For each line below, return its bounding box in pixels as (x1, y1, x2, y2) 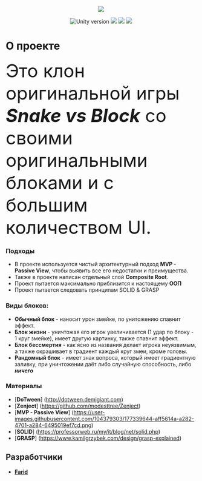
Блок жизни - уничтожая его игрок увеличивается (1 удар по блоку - (14, 328, 194, 335)
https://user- (73, 408, 105, 415)
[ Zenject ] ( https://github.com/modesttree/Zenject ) (14, 402, 141, 409)
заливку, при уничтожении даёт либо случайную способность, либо (14, 360, 192, 368)
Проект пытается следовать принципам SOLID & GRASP (14, 286, 160, 294)
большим (5, 193, 88, 217)
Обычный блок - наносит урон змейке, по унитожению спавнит (14, 315, 181, 323)
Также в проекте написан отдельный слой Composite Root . (14, 274, 169, 281)
